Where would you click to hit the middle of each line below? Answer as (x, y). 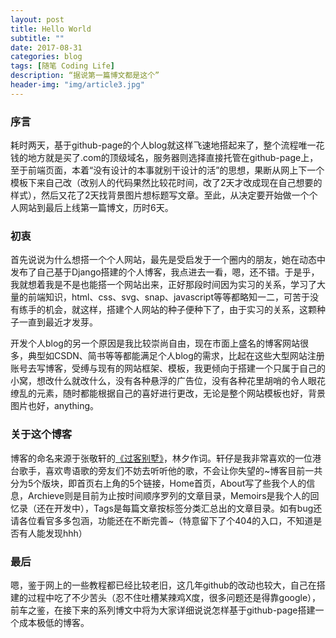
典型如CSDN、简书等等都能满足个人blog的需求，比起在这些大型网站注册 (176, 356)
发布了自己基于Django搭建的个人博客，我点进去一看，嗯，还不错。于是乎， (165, 272)
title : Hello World (51, 29)
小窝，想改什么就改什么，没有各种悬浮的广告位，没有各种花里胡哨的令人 (159, 381)
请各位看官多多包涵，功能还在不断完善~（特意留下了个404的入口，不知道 (162, 520)
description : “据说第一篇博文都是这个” (85, 76)
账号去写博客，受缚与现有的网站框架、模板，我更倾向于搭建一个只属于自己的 (168, 368)
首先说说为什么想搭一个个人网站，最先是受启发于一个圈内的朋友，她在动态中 (168, 260)
